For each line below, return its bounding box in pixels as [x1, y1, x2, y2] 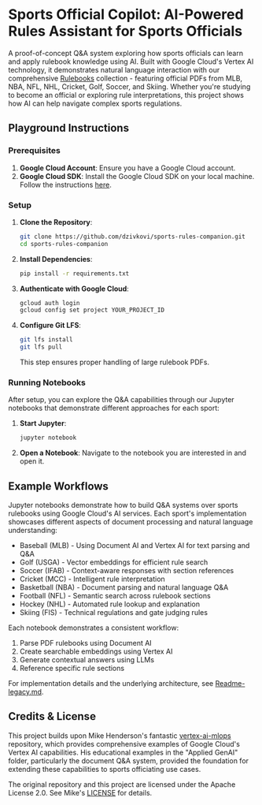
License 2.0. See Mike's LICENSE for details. [8, 788, 153, 797]
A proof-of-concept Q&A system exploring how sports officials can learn [8, 48, 244, 58]
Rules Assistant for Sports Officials [8, 22, 242, 40]
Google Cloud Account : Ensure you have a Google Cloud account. [19, 163, 236, 173]
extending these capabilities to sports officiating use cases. [8, 764, 201, 773]
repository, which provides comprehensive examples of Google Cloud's [8, 739, 240, 748]
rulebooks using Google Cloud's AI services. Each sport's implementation [8, 509, 247, 518]
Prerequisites [8, 145, 61, 156]
